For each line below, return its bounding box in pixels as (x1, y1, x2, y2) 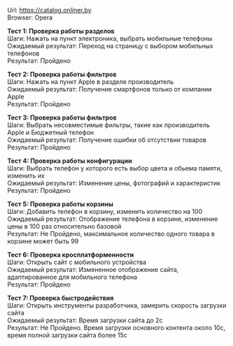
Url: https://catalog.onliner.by (7, 6, 92, 14)
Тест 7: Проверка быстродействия (7, 294, 114, 302)
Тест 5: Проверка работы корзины (7, 200, 113, 208)
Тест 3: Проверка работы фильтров (7, 113, 117, 122)
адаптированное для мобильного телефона (7, 273, 138, 281)
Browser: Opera (7, 13, 53, 22)
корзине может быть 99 (7, 237, 79, 245)
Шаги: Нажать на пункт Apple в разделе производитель (7, 78, 174, 86)
